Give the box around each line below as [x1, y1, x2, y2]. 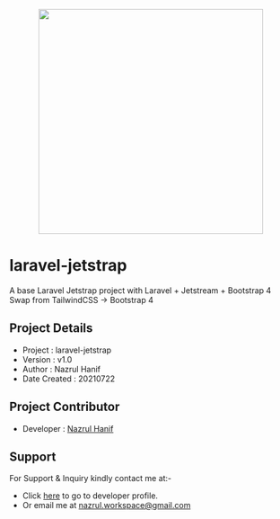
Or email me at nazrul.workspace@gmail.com [22, 500, 191, 511]
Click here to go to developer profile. [22, 490, 159, 501]
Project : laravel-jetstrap [22, 345, 112, 355]
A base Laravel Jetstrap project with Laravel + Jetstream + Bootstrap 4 [9, 284, 272, 296]
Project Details [9, 320, 93, 336]
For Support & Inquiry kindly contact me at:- [9, 473, 172, 484]
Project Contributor [9, 399, 120, 415]
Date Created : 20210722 [22, 373, 115, 384]
